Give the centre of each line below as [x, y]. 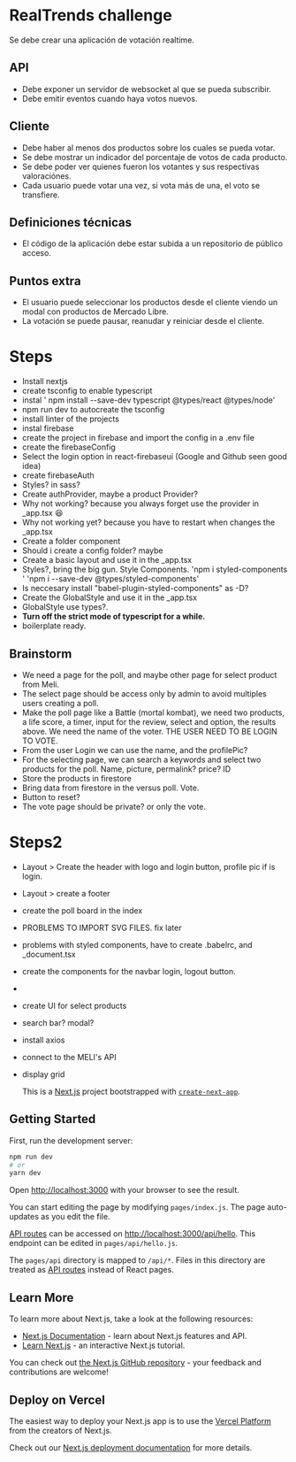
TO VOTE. [40, 741]
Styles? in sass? [51, 485]
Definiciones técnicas [71, 222]
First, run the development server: [71, 1140]
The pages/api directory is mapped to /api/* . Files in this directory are [137, 1260]
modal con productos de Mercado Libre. [95, 312]
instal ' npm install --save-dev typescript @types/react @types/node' [148, 400]
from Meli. [41, 684]
